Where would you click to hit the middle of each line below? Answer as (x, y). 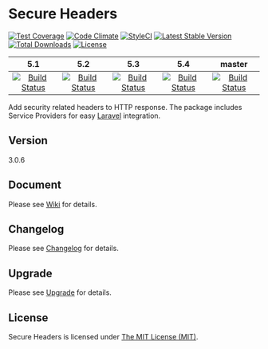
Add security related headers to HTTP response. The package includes (125, 107)
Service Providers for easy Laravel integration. (85, 116)
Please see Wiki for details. (53, 204)
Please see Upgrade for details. (60, 292)
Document (35, 185)
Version (28, 141)
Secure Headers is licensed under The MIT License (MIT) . (103, 337)
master (234, 64)
